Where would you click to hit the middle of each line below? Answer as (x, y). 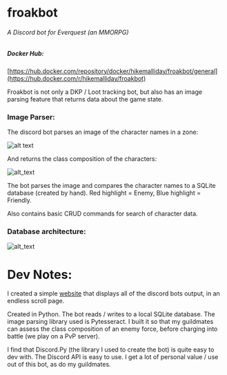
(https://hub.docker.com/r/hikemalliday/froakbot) (77, 78)
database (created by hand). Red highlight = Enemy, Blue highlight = (104, 193)
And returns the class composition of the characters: (82, 159)
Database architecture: (47, 231)
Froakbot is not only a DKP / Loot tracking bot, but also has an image (105, 92)
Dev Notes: (40, 275)
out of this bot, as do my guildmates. (59, 365)
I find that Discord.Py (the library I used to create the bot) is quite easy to (111, 349)
